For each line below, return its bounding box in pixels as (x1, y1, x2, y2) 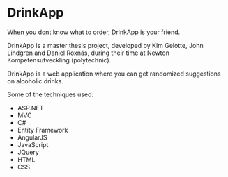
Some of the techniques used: (7, 90, 94, 99)
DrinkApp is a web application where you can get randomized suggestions (7, 69, 221, 78)
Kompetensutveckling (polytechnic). (7, 56, 112, 64)
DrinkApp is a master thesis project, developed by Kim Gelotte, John (7, 41, 204, 49)
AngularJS (17, 133, 47, 142)
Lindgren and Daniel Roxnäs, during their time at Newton (7, 49, 169, 57)
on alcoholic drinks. (7, 76, 64, 85)
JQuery (17, 148, 40, 156)
